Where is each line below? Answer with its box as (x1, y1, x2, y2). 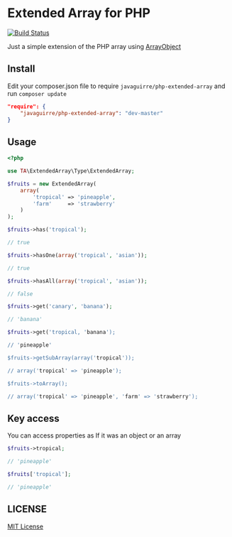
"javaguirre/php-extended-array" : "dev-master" (20, 109, 163, 116)
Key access (7, 412, 60, 424)
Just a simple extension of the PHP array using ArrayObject (7, 42, 182, 50)
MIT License (7, 522, 44, 531)
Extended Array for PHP (7, 5, 151, 21)
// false (7, 290, 33, 298)
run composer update (7, 89, 67, 97)
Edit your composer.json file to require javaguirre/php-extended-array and (7, 82, 226, 90)
